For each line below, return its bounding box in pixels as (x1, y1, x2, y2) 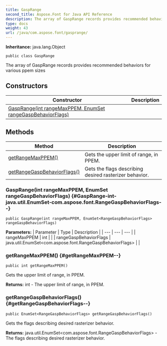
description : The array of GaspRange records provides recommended (5, 16, 148, 21)
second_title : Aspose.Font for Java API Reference (5, 12, 112, 17)
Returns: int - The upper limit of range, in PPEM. (5, 282, 105, 288)
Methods (5, 128, 34, 136)
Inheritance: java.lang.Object (5, 44, 66, 50)
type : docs (5, 21, 28, 26)
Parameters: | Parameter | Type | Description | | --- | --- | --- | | (5, 229, 136, 235)
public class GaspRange (5, 54, 55, 58)
